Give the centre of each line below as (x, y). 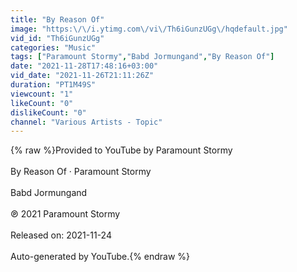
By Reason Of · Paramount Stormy (81, 172)
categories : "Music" (53, 47)
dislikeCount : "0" (48, 112)
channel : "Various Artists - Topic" (86, 122)
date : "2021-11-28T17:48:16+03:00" (84, 66)
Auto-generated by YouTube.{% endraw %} (100, 257)
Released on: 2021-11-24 (61, 235)
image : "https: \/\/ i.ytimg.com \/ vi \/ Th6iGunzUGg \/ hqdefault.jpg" (149, 29)
